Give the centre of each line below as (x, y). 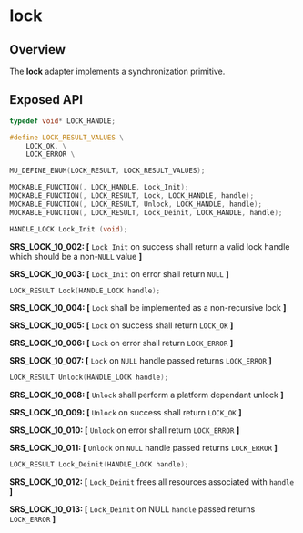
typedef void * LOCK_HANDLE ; (63, 121)
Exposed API (46, 100)
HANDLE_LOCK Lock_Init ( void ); (69, 229)
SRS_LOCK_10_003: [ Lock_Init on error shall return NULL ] (119, 273)
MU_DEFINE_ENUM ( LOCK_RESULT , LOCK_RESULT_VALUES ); (107, 171)
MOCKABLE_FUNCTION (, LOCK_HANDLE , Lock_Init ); (99, 188)
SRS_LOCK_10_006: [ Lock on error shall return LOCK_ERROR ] (121, 343)
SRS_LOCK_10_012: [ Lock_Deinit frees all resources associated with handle (151, 482)
